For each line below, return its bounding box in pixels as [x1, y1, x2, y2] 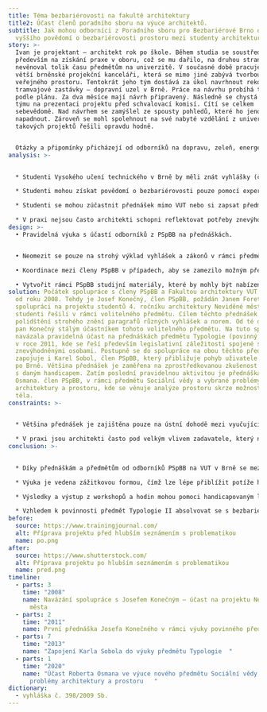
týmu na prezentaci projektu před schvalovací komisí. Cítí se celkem [15, 100, 254, 108]
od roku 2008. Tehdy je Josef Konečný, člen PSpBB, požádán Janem [15, 296, 240, 304]
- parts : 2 [15, 610, 52, 618]
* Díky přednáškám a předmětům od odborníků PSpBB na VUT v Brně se [15, 464, 247, 472]
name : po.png [15, 536, 59, 544]
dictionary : [8, 684, 48, 692]
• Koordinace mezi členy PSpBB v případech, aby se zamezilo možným [15, 266, 247, 274]
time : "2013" [22, 640, 66, 648]
